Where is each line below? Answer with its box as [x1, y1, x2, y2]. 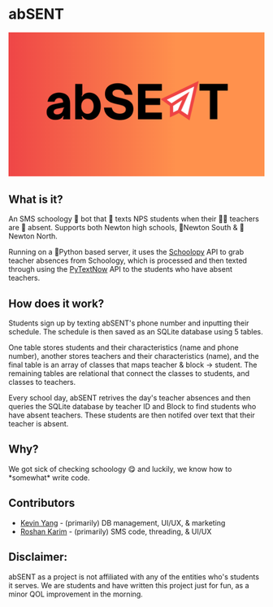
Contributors [8, 496, 76, 510]
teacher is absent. [8, 419, 69, 429]
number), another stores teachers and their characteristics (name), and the [8, 352, 259, 361]
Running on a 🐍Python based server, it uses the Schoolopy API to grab [8, 247, 245, 257]
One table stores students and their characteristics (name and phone [8, 343, 239, 352]
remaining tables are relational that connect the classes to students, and [8, 369, 250, 378]
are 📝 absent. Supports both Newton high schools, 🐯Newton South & [8, 223, 238, 233]
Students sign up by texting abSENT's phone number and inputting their [8, 318, 249, 328]
